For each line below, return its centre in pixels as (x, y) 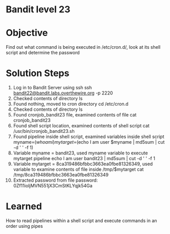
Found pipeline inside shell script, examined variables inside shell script (89, 136)
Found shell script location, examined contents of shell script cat (81, 126)
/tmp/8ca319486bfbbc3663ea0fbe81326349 (61, 175)
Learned (24, 207)
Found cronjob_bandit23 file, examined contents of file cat (75, 115)
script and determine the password (43, 53)
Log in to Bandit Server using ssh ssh (52, 88)
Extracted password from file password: (55, 180)
